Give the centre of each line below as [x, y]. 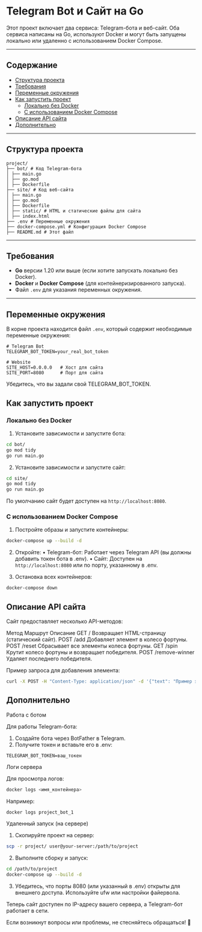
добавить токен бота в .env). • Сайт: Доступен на [78, 559]
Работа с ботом [26, 715]
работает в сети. [28, 911]
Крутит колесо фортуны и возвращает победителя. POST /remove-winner [100, 652]
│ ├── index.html [28, 216]
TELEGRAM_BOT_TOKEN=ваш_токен [44, 756]
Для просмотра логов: [35, 778]
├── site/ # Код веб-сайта [40, 190]
